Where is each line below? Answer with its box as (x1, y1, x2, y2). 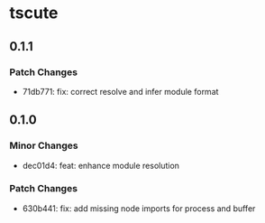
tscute (9, 3, 59, 23)
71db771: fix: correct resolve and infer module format (22, 86, 219, 97)
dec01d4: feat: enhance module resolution (22, 160, 180, 171)
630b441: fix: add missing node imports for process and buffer (22, 202, 256, 214)
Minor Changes (9, 139, 78, 152)
